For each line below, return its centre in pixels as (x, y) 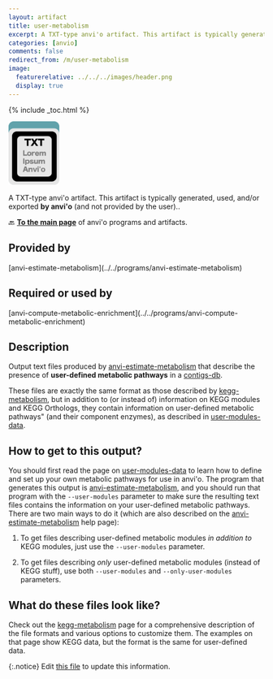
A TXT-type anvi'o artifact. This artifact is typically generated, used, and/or (134, 197)
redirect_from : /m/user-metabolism (69, 60)
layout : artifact (38, 17)
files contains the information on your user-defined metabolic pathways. (129, 505)
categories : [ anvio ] (43, 43)
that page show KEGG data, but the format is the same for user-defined (128, 642)
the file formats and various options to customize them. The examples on (131, 633)
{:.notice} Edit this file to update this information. (89, 666)
